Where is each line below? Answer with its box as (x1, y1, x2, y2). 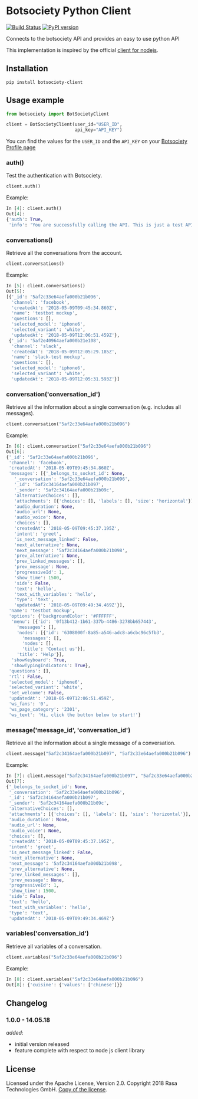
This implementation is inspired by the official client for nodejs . (6, 46, 159, 54)
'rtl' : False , (8, 674, 44, 680)
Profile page (6, 144, 36, 151)
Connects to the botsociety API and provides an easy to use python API (6, 35, 180, 42)
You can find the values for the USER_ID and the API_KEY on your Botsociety (6, 137, 187, 145)
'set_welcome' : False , (8, 690, 65, 696)
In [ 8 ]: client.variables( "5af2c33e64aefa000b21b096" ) (6, 976, 144, 982)
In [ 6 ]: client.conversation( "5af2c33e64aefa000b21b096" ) (6, 443, 151, 449)
